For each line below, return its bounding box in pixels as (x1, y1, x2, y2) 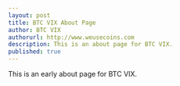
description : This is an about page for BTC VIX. (8, 41, 174, 48)
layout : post (8, 11, 51, 20)
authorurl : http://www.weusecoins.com (8, 33, 135, 41)
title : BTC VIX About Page (8, 19, 96, 27)
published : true (8, 48, 61, 56)
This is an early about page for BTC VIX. (8, 70, 138, 78)
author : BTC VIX (8, 26, 61, 34)
